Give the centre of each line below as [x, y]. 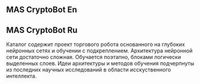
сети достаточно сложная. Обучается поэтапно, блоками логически [93, 57]
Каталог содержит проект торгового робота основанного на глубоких [96, 45]
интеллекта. [21, 76]
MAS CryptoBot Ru [42, 30]
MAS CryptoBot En [42, 10]
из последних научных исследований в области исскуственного [89, 70]
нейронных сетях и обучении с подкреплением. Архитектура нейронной [99, 51]
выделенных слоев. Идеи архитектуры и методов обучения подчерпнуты [100, 63]
